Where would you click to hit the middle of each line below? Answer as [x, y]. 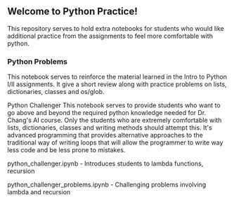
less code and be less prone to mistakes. [66, 150]
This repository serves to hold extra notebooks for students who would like [116, 28]
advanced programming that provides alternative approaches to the [105, 135]
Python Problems [38, 61]
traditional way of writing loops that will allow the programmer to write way [115, 142]
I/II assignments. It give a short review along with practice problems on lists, [117, 84]
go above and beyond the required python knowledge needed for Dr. [107, 113]
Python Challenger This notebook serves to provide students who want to [114, 105]
